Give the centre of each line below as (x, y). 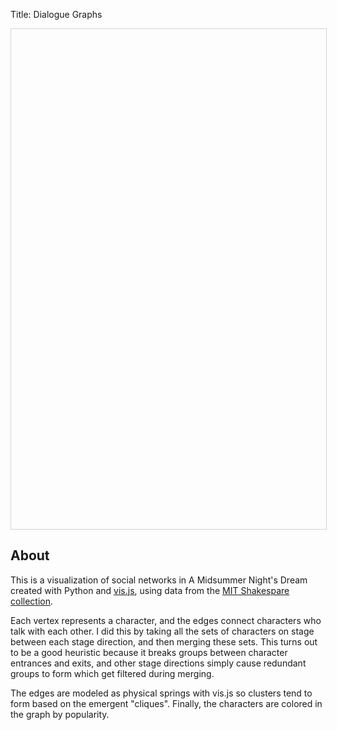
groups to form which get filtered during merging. (112, 673)
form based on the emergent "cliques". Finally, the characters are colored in (166, 703)
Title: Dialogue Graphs (56, 14)
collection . (32, 601)
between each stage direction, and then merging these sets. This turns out (164, 641)
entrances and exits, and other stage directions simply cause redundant (158, 663)
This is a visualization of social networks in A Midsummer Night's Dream (159, 580)
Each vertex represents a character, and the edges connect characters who (166, 620)
